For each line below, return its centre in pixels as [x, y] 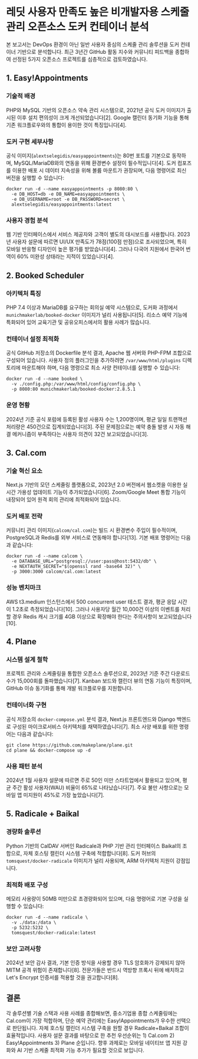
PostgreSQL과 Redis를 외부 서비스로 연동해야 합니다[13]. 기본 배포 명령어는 [93, 538]
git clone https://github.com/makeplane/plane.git [70, 745]
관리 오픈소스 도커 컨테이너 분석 [77, 27]
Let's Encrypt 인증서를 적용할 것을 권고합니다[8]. [63, 977]
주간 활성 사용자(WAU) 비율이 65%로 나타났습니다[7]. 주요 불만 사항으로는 [98, 788]
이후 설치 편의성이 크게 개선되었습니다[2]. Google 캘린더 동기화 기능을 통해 [103, 117]
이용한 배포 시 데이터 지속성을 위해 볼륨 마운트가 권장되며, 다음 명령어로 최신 [99, 170]
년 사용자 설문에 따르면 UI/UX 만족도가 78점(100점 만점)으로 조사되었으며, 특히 [96, 242]
